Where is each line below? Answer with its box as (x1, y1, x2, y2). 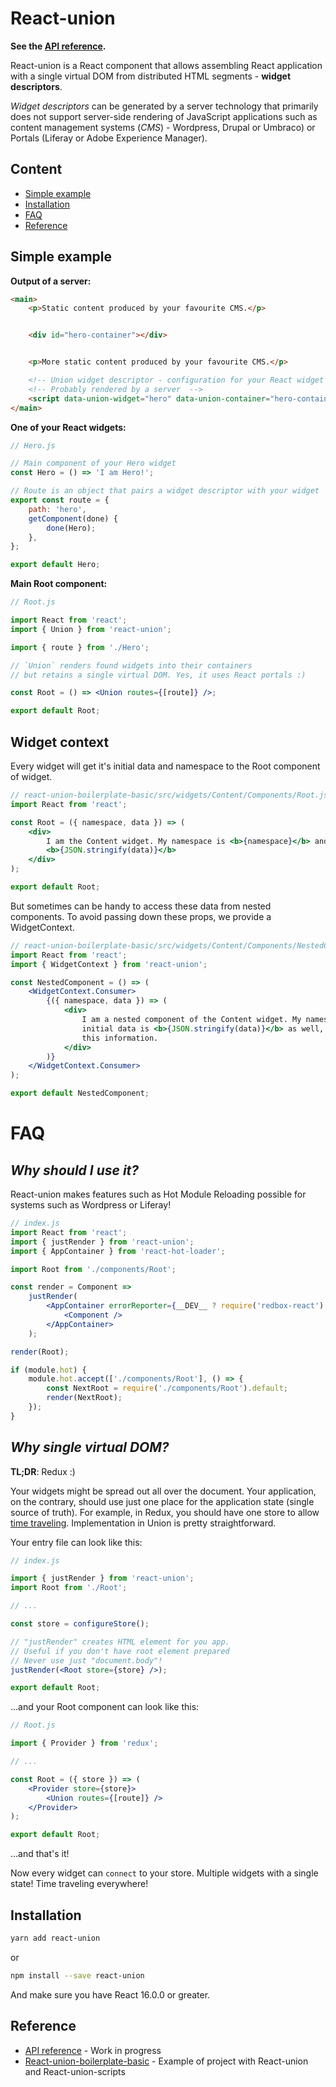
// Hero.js (10, 440, 56, 451)
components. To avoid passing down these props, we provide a (10, 910, 272, 922)
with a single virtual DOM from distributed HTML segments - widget (10, 70, 292, 82)
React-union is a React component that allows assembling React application (10, 59, 323, 71)
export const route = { (10, 495, 110, 506)
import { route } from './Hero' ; (10, 642, 150, 652)
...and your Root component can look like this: (10, 1701, 200, 1713)
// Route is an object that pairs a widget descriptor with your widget (10, 486, 320, 496)
